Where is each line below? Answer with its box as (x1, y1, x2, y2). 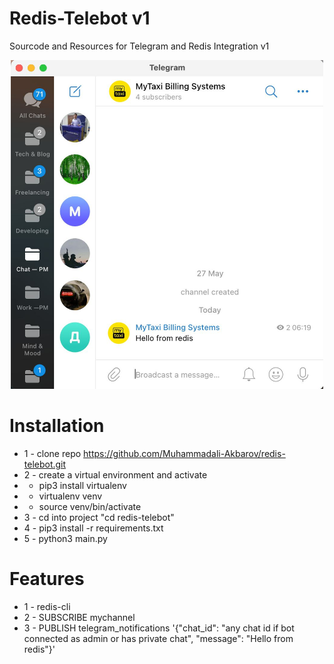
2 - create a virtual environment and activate (23, 469, 208, 481)
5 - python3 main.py (23, 533, 108, 545)
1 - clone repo (23, 448, 82, 460)
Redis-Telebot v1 (9, 7, 151, 30)
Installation (9, 415, 105, 437)
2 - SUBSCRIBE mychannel (23, 612, 136, 624)
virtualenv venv (38, 490, 103, 502)
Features (9, 568, 85, 591)
